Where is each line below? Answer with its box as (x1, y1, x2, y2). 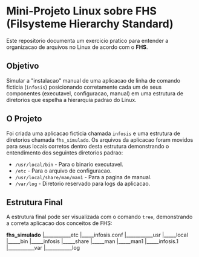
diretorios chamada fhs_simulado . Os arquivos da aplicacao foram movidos (6, 136, 194, 143)
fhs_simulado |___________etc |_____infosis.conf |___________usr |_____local (6, 231, 189, 239)
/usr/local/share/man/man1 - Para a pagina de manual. (15, 173, 152, 180)
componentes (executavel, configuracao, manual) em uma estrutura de (6, 89, 183, 97)
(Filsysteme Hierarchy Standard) (6, 17, 174, 31)
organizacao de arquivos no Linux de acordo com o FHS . (6, 43, 148, 51)
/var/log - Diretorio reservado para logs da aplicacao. (15, 180, 151, 187)
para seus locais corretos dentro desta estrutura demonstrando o (6, 142, 169, 150)
